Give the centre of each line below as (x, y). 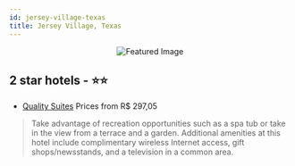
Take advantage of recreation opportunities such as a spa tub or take (158, 124)
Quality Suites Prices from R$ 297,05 (90, 106)
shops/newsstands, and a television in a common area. (132, 152)
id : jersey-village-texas (57, 17)
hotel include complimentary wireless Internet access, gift (138, 143)
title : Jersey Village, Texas (66, 26)
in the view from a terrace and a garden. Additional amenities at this (156, 133)
